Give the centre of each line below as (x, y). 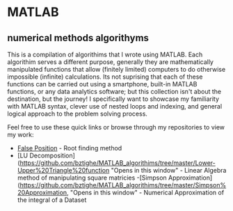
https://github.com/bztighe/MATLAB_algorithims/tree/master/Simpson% (123, 185)
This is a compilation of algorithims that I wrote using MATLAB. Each (105, 54)
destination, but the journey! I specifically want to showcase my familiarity (113, 99)
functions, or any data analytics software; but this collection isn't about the (114, 92)
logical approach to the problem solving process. (78, 114)
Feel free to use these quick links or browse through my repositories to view (116, 127)
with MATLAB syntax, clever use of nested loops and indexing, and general (115, 106)
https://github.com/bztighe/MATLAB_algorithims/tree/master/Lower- (118, 163)
